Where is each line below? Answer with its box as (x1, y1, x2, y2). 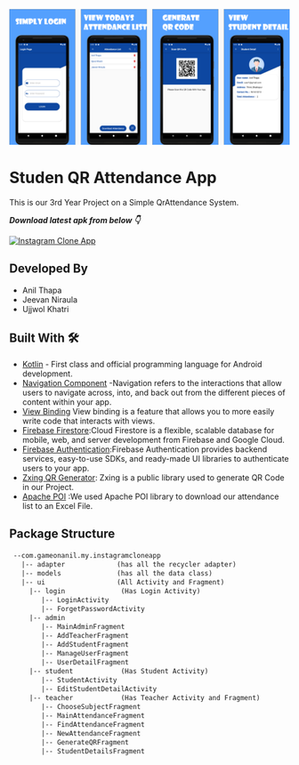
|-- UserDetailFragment (41, 657, 129, 666)
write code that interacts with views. (21, 415, 156, 426)
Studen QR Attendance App (9, 168, 217, 188)
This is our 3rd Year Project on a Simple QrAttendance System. (9, 197, 239, 208)
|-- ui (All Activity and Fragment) (20, 577, 225, 586)
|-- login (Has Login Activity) (28, 586, 201, 595)
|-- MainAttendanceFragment (41, 711, 145, 720)
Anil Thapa (21, 285, 62, 295)
